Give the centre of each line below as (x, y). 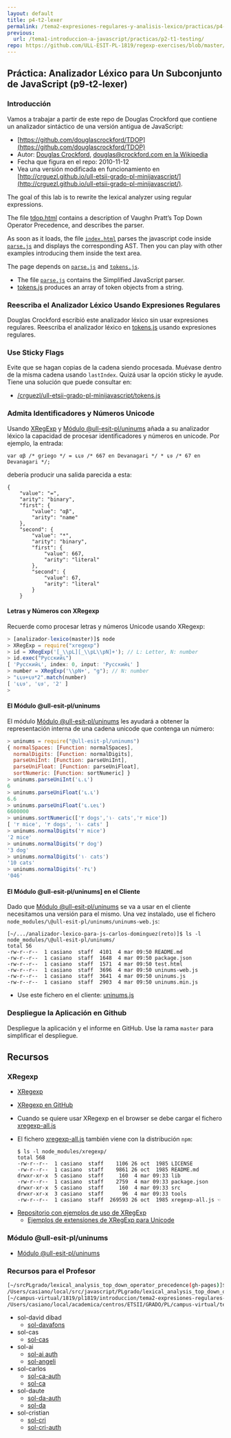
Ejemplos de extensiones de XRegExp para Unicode (101, 1220)
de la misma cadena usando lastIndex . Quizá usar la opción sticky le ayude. (115, 375)
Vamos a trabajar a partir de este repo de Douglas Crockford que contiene (112, 119)
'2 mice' (20, 837)
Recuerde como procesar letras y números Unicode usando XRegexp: (106, 626)
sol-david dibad (39, 1317)
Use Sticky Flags (35, 352)
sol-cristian (33, 1413)
